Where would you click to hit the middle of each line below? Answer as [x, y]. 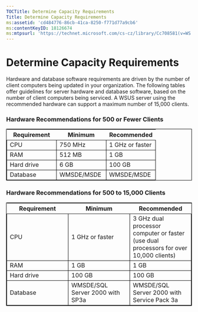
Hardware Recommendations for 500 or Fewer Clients [85, 119]
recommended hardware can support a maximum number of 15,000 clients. [98, 104]
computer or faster [159, 233]
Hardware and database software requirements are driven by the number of [98, 79]
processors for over [160, 248]
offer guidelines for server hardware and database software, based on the [96, 91]
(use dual [146, 241]
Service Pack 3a [156, 300]
